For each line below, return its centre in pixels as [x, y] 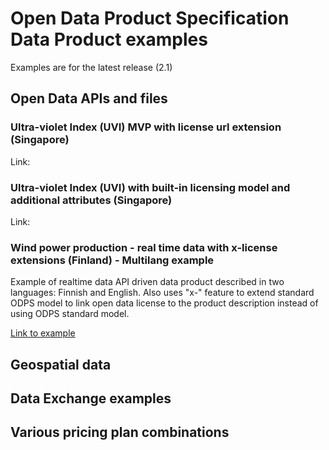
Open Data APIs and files [89, 98]
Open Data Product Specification [150, 18]
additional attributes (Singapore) [91, 200]
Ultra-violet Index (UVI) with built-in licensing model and [150, 187]
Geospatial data [61, 364]
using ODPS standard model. [70, 314]
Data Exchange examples [91, 398]
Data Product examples [109, 39]
